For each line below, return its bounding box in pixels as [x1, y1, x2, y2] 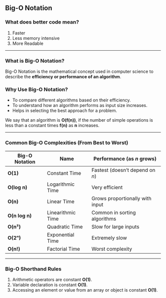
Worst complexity [91, 245, 132, 252]
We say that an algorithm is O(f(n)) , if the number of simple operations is [5, 117, 153, 123]
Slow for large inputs [91, 223, 140, 230]
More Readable [12, 40, 43, 46]
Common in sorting [91, 209, 136, 216]
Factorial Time [46, 245, 81, 252]
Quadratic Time [46, 223, 83, 230]
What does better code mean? [5, 19, 79, 26]
